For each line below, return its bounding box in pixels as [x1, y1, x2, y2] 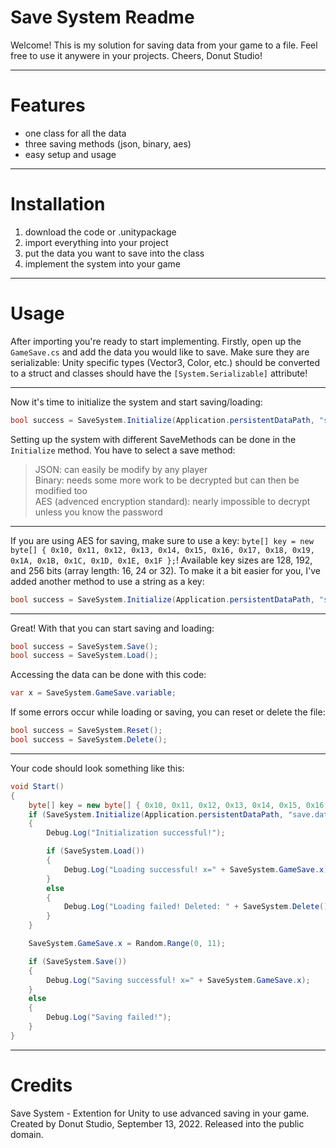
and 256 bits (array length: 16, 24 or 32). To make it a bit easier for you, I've [10, 564, 322, 576]
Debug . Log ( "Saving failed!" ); [46, 1012, 172, 1023]
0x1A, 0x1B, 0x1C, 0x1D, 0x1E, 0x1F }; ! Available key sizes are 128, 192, [10, 554, 313, 566]
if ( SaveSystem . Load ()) [46, 846, 145, 856]
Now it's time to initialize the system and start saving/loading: [10, 396, 263, 408]
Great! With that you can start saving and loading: [10, 622, 215, 634]
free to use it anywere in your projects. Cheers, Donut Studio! [10, 49, 263, 61]
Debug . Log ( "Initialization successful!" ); [46, 828, 226, 838]
